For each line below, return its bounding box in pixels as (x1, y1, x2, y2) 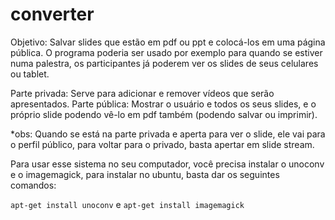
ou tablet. (10, 68, 50, 80)
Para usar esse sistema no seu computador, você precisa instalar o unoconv (10, 158, 325, 170)
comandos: (10, 179, 57, 191)
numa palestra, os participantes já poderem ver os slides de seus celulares (10, 57, 319, 69)
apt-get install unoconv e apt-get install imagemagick (10, 198, 245, 210)
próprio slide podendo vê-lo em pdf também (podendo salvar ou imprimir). (10, 108, 318, 120)
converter (10, 3, 95, 26)
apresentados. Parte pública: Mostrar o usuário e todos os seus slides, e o (10, 98, 317, 110)
